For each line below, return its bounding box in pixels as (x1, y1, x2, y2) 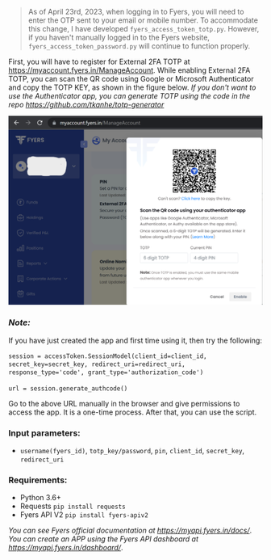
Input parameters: (8, 427, 81, 439)
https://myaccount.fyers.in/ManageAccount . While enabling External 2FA (8, 65, 251, 75)
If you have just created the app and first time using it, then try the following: (8, 335, 262, 345)
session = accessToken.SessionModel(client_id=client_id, (8, 352, 207, 360)
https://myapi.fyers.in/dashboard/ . (8, 543, 123, 553)
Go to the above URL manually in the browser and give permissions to (8, 398, 240, 408)
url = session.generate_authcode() (8, 384, 128, 393)
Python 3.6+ (19, 493, 62, 503)
